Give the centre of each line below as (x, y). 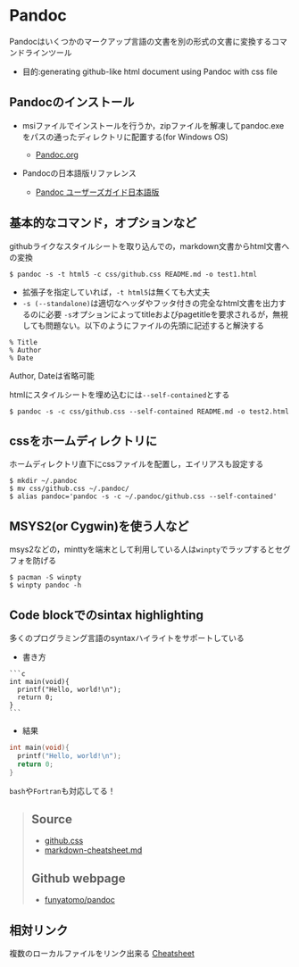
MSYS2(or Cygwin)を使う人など (99, 526)
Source (52, 819)
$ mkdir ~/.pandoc (43, 481)
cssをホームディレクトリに (83, 441)
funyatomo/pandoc (80, 900)
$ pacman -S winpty (46, 578)
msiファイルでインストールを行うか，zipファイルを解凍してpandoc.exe (153, 125)
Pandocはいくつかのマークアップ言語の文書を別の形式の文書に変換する (141, 41)
